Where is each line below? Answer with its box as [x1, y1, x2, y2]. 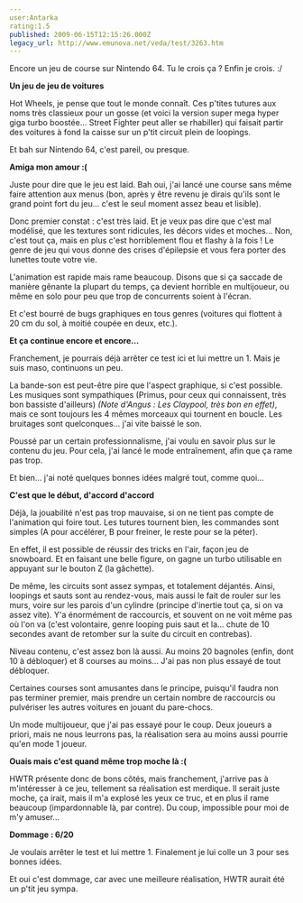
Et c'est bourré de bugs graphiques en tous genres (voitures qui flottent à [9, 309, 282, 319]
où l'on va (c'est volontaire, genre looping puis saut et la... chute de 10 [9, 619, 271, 630]
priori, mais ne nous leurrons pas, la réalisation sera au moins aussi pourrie [9, 729, 289, 740]
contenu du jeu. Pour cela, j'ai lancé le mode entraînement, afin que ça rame [9, 446, 293, 456]
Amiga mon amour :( [9, 161, 87, 172]
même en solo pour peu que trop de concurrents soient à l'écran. [9, 290, 252, 302]
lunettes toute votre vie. [9, 254, 97, 265]
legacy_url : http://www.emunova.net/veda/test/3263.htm [9, 38, 224, 48]
